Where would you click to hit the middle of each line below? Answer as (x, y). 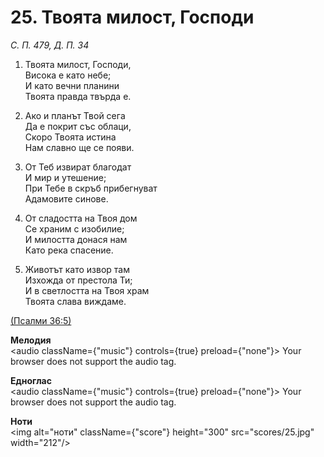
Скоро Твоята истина (70, 137)
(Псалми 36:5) (41, 320)
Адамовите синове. (66, 198)
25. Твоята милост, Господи (132, 17)
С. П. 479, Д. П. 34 (50, 45)
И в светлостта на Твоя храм (87, 290)
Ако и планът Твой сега (75, 115)
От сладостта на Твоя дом (81, 218)
